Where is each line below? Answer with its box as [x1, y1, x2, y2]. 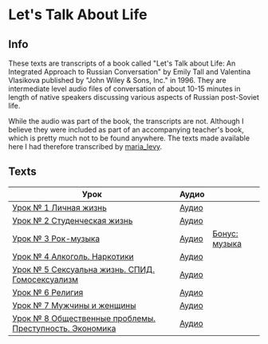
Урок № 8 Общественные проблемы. [12, 313, 156, 324]
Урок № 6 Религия [12, 287, 84, 298]
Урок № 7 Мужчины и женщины [12, 299, 137, 310]
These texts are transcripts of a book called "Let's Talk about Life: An [8, 58, 236, 68]
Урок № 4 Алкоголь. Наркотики [12, 251, 134, 262]
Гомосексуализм [12, 274, 78, 285]
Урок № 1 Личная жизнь [12, 202, 108, 213]
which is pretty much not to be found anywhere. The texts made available [8, 133, 250, 143]
